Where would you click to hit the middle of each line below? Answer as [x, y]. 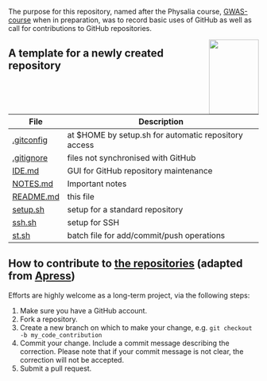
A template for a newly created [86, 54]
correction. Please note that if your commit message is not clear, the [132, 351]
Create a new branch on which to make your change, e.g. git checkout [136, 327]
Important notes [97, 184]
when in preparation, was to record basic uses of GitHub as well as [142, 20]
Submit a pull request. [56, 368]
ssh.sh [25, 222]
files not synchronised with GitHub [132, 158]
